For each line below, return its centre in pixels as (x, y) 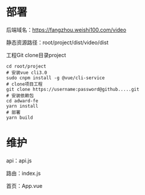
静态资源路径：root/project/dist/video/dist (57, 42)
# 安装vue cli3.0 (27, 73)
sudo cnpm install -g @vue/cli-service (56, 78)
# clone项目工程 (24, 84)
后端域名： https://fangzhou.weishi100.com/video (66, 30)
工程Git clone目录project (36, 55)
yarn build (20, 117)
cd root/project (26, 66)
